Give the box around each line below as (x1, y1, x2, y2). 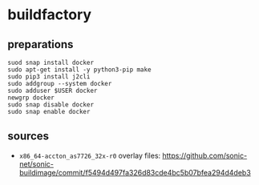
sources (7, 130, 50, 143)
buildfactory (7, 6, 92, 24)
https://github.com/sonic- (162, 151, 248, 160)
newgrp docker (7, 94, 55, 102)
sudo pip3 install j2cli (7, 73, 91, 81)
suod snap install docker (7, 58, 94, 66)
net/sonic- (18, 159, 54, 169)
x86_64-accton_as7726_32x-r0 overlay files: (18, 151, 161, 160)
